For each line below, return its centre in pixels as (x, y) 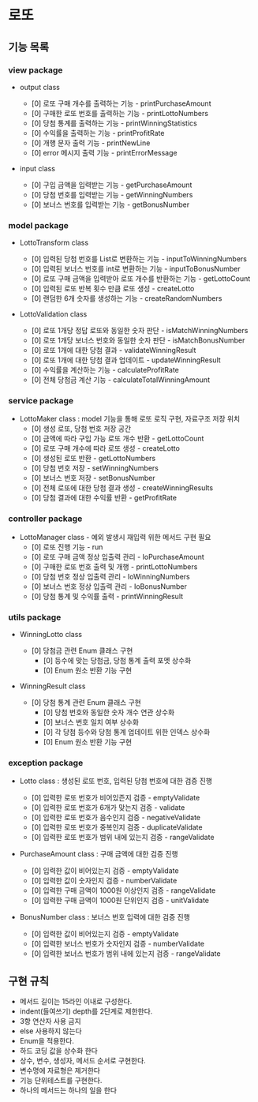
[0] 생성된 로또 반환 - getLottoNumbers (93, 459)
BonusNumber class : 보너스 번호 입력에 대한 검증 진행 (105, 917)
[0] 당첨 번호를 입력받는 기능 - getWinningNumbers (112, 194)
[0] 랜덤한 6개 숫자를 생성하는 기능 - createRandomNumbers (127, 298)
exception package (46, 763)
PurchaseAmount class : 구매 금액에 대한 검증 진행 (99, 854)
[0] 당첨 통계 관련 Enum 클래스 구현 (86, 703)
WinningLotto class (51, 635)
